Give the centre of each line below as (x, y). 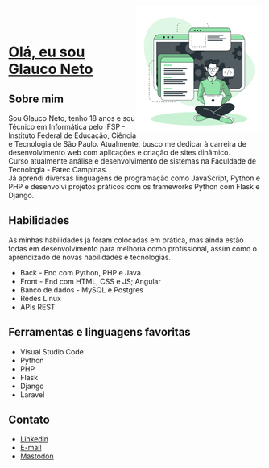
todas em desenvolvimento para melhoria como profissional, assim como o (133, 248)
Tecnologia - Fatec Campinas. (58, 170)
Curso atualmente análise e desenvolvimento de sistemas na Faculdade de (132, 161)
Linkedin (34, 439)
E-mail (31, 448)
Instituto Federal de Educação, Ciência (72, 135)
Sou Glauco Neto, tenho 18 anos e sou (72, 118)
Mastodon (37, 456)
